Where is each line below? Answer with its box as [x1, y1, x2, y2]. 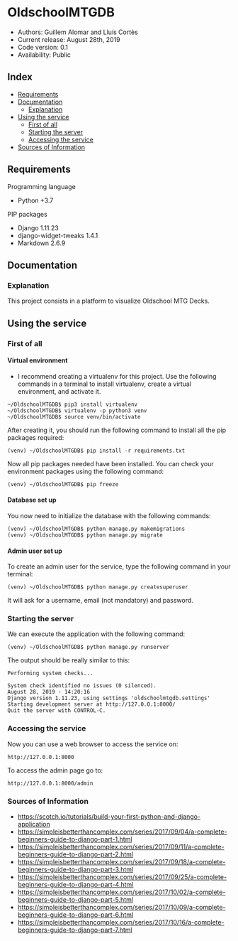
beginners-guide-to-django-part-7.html [17, 925, 132, 935]
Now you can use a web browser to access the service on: [7, 740, 178, 748]
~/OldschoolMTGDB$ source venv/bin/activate [7, 413, 141, 420]
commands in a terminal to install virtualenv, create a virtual [17, 380, 192, 388]
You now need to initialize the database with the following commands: [7, 511, 211, 520]
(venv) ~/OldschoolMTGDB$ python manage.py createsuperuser [7, 584, 189, 591]
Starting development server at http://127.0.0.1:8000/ [7, 701, 176, 708]
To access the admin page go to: [7, 765, 103, 775]
